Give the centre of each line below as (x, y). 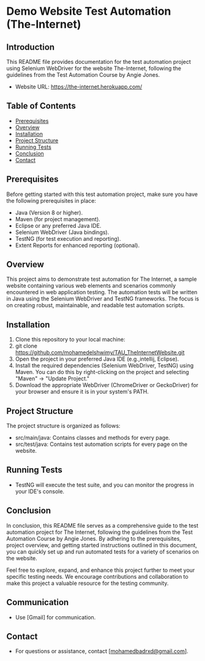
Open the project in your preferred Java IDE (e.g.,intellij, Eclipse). (97, 359)
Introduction (31, 47)
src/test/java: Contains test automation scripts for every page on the (101, 444)
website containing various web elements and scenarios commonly (91, 286)
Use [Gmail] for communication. (55, 617)
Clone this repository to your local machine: (70, 340)
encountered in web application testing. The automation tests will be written (102, 292)
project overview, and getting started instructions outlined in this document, (102, 545)
